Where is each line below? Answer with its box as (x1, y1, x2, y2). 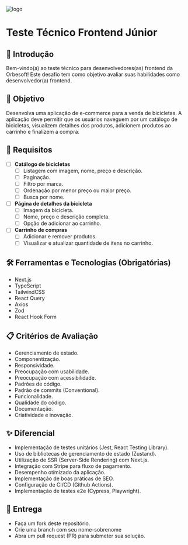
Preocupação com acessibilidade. (14, 374, 96, 381)
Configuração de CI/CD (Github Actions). (14, 481, 113, 488)
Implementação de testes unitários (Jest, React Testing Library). (14, 444, 169, 451)
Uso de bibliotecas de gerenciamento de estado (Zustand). (14, 450, 156, 457)
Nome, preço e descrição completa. (23, 213, 110, 220)
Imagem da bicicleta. (23, 207, 74, 214)
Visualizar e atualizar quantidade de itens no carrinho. (23, 239, 154, 247)
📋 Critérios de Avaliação (6, 331, 98, 341)
